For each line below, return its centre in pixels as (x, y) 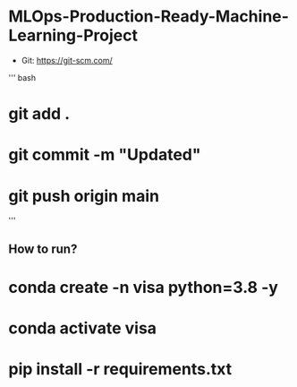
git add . (39, 114)
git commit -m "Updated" (105, 155)
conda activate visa (83, 328)
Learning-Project (73, 35)
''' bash (22, 77)
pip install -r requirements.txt (120, 370)
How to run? (43, 249)
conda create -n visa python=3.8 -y (144, 287)
